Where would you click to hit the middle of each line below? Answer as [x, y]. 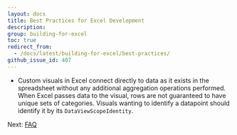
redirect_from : [30, 47]
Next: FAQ [22, 124]
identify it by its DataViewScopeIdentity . [75, 110]
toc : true [22, 40]
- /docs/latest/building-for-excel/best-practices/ [92, 54]
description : [27, 27]
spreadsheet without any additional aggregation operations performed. [122, 88]
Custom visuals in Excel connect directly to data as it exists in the [114, 80]
